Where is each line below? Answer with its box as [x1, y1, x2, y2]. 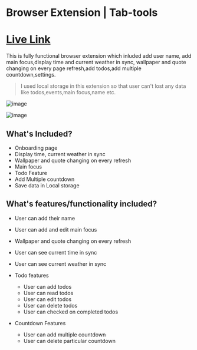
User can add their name [14, 214, 75, 222]
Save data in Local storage [14, 181, 80, 189]
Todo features [14, 272, 49, 279]
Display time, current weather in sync [14, 150, 106, 157]
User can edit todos [23, 295, 72, 303]
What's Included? [6, 128, 73, 138]
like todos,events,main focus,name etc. [20, 89, 116, 96]
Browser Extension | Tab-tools [6, 6, 158, 19]
